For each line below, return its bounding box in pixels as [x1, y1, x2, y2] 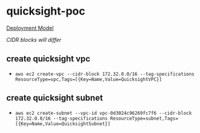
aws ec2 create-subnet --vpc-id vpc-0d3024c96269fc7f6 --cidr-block [15, 110, 192, 116]
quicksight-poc [6, 4, 85, 18]
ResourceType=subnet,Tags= [110, 115, 179, 121]
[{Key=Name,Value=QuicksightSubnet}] [15, 120, 111, 127]
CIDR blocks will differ [6, 36, 62, 43]
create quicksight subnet [6, 93, 103, 103]
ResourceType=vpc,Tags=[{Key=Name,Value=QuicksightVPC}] [15, 76, 162, 83]
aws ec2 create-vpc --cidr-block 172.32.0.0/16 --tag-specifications [15, 71, 195, 77]
